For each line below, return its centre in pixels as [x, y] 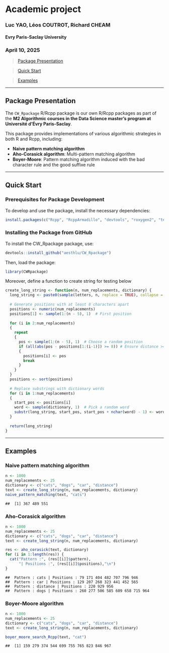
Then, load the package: [30, 262]
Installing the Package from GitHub [49, 232]
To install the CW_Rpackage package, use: [50, 243]
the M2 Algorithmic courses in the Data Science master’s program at [78, 118]
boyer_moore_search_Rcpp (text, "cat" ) [46, 637]
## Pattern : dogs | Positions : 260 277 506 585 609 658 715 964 [77, 591]
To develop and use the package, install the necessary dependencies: [78, 210]
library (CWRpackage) [27, 272]
